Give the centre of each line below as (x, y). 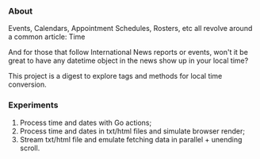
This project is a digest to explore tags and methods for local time (115, 76)
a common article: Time (47, 37)
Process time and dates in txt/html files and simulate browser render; (132, 131)
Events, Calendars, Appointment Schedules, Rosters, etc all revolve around (130, 29)
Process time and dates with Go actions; (86, 122)
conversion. (27, 84)
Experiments (33, 105)
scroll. (30, 148)
